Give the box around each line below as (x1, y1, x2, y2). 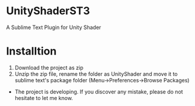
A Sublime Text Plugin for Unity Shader (6, 24, 101, 31)
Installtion (6, 44, 57, 58)
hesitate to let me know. (14, 94, 73, 101)
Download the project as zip (14, 64, 84, 71)
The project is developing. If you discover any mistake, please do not (14, 88, 183, 95)
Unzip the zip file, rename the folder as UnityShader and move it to (14, 70, 178, 78)
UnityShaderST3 (6, 4, 90, 18)
